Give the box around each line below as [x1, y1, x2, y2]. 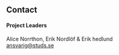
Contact [6, 5, 37, 15]
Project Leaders [6, 21, 47, 29]
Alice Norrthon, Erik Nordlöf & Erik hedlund [6, 35, 113, 42]
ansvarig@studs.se [6, 42, 54, 49]
